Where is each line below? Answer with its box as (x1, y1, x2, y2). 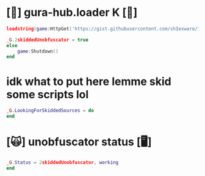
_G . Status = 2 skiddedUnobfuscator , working (6, 159, 119, 166)
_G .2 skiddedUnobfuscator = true (6, 37, 88, 43)
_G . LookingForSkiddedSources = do (6, 108, 95, 114)
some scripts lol (6, 87, 89, 101)
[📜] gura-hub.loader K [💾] (6, 5, 138, 20)
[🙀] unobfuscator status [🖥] (6, 135, 152, 149)
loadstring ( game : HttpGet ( (6, 26, 72, 32)
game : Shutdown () (17, 48, 59, 54)
